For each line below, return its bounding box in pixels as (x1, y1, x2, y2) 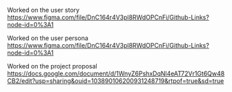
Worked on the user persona (7, 34, 88, 42)
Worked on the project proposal (7, 62, 98, 70)
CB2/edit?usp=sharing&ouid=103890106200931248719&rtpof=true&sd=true (7, 77, 224, 85)
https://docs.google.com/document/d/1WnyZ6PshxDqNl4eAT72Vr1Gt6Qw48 (7, 69, 225, 77)
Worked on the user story (7, 6, 80, 14)
